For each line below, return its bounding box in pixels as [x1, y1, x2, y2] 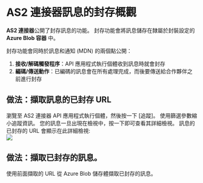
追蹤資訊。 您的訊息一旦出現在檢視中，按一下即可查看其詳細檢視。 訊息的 [11, 119, 195, 127]
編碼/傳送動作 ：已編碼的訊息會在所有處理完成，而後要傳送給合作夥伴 [15, 67, 188, 75]
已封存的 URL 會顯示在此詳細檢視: [6, 127, 91, 134]
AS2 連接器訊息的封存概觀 [6, 5, 137, 19]
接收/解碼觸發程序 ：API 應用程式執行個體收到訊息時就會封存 [15, 60, 165, 67]
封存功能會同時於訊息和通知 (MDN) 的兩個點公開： [6, 47, 132, 55]
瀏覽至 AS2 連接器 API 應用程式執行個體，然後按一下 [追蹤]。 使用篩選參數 [6, 111, 192, 119]
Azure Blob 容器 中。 [6, 34, 59, 41]
